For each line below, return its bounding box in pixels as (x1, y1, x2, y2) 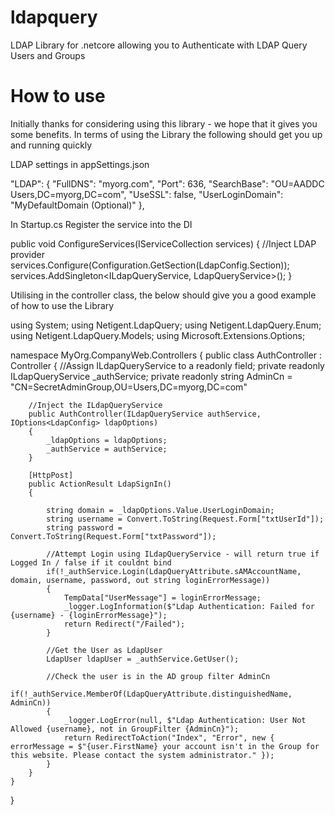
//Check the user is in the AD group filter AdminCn (46, 671, 271, 681)
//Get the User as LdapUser (46, 645, 163, 655)
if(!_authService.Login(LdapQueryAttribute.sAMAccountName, (46, 566, 302, 576)
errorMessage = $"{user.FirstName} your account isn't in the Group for (10, 741, 320, 751)
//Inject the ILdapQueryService (28, 400, 163, 410)
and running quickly (10, 139, 93, 151)
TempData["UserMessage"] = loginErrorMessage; (63, 592, 262, 603)
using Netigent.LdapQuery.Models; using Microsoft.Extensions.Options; (10, 329, 306, 341)
